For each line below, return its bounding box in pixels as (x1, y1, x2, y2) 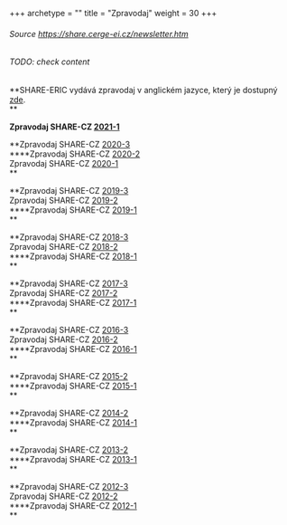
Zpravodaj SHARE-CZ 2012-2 (9, 491, 119, 501)
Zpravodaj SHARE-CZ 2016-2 (9, 334, 119, 345)
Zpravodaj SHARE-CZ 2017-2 (9, 287, 118, 298)
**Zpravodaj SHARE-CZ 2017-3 (9, 278, 128, 289)
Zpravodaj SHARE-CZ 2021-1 (9, 121, 120, 132)
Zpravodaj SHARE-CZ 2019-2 (9, 195, 119, 205)
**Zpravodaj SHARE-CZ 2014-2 (9, 407, 129, 418)
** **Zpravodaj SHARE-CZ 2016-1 (9, 343, 137, 354)
